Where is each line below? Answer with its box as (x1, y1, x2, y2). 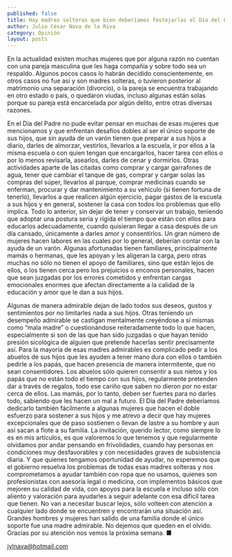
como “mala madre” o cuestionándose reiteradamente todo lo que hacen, (7, 324, 216, 332)
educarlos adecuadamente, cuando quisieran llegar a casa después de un (7, 222, 218, 231)
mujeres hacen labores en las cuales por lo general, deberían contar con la (7, 237, 220, 245)
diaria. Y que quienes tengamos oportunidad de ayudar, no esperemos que (7, 456, 220, 464)
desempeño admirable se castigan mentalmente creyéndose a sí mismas (7, 316, 214, 324)
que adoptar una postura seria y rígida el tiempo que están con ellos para (7, 215, 216, 223)
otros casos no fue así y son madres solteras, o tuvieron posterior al (7, 77, 201, 85)
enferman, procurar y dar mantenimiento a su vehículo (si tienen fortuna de (7, 186, 221, 194)
